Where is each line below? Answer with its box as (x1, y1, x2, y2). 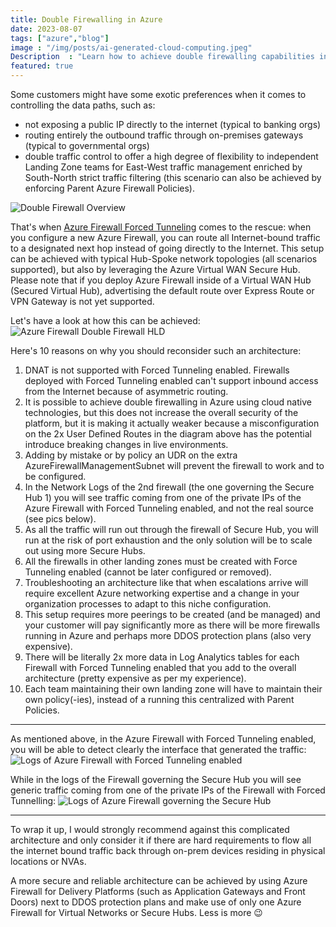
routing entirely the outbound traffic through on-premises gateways (24, 129, 304, 141)
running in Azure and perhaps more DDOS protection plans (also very (24, 630, 312, 641)
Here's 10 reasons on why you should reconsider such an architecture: (10, 345, 302, 356)
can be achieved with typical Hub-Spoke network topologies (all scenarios (10, 253, 318, 265)
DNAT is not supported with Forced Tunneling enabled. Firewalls (24, 364, 290, 376)
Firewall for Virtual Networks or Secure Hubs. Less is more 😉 (10, 907, 263, 918)
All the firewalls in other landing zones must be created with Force (24, 556, 298, 567)
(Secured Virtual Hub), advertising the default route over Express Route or (10, 285, 315, 296)
